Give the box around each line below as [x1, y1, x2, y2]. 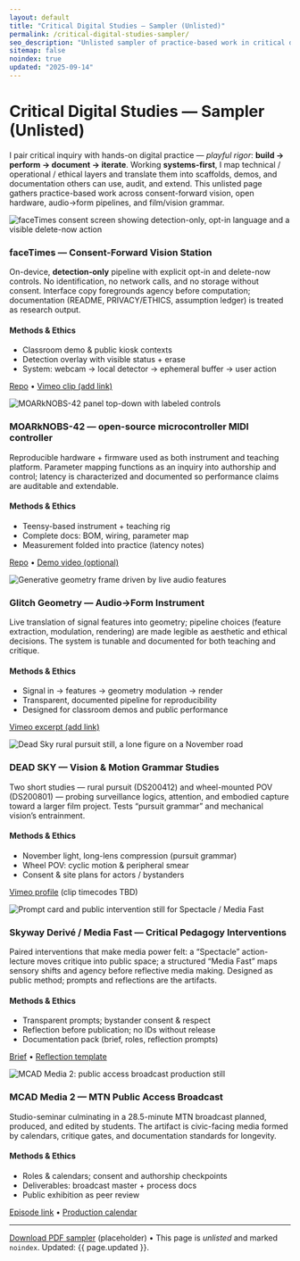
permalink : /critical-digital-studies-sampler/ [9, 29, 190, 38]
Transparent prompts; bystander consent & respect [21, 1015, 212, 1026]
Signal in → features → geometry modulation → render [21, 685, 223, 696]
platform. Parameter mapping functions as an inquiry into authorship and [9, 461, 277, 472]
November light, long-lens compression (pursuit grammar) [21, 850, 237, 861]
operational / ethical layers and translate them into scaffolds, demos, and [9, 169, 278, 179]
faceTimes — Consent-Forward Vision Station [9, 246, 212, 259]
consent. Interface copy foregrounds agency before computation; [9, 286, 251, 296]
